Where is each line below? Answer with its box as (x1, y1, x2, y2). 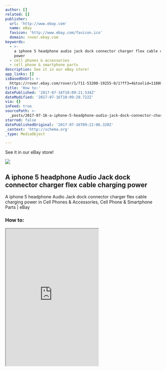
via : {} (5, 99, 21, 104)
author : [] (5, 7, 28, 12)
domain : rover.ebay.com (9, 35, 58, 40)
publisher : (5, 16, 28, 21)
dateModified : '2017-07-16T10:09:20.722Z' (5, 94, 94, 99)
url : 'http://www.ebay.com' (9, 21, 68, 26)
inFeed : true (5, 104, 32, 109)
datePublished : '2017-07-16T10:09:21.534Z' (5, 90, 96, 95)
